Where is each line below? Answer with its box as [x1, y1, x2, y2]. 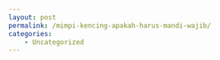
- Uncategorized [24, 37, 85, 47]
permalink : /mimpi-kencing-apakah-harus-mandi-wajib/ [8, 21, 212, 30]
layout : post [8, 12, 57, 22]
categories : [8, 29, 52, 38]
